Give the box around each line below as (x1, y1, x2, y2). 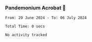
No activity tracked (5, 33, 48, 38)
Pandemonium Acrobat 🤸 (5, 4, 66, 11)
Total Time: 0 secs (5, 24, 45, 29)
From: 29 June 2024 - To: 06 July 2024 (5, 16, 87, 21)
